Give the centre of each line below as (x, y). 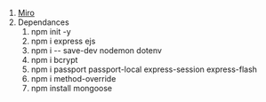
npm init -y (51, 31)
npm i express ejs (63, 41)
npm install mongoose (72, 88)
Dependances (43, 22)
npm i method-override (73, 78)
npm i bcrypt (54, 60)
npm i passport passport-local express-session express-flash (144, 69)
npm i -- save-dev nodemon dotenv (97, 51)
